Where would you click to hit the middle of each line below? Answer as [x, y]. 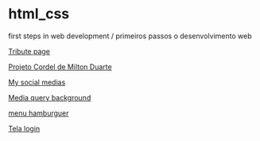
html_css [39, 14]
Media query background [50, 97]
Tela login [24, 128]
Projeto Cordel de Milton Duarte [60, 67]
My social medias [37, 82]
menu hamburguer [39, 113]
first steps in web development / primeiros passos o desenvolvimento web [130, 36]
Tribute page [29, 51]
